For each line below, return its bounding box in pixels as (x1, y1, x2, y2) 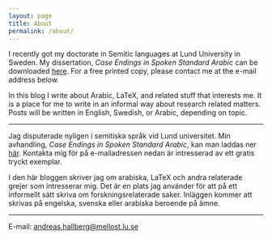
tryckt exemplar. (8, 157, 62, 167)
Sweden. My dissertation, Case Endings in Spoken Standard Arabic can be (8, 58, 258, 67)
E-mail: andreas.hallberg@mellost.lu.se (8, 222, 139, 232)
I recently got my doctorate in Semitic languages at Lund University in (8, 49, 241, 59)
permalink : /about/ (8, 27, 74, 35)
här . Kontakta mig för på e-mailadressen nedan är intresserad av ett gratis (8, 148, 255, 158)
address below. (8, 75, 59, 85)
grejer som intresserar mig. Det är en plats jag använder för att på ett (8, 181, 238, 191)
